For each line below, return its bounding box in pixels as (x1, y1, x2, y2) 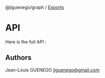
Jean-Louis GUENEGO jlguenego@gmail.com (5, 67, 100, 73)
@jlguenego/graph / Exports (5, 5, 64, 10)
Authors (5, 53, 32, 62)
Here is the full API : (5, 38, 46, 45)
